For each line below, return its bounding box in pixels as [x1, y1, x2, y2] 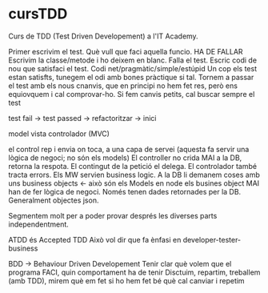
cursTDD [8, 5, 68, 23]
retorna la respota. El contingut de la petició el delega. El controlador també [8, 161, 258, 171]
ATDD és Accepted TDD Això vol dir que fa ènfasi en [8, 235, 182, 244]
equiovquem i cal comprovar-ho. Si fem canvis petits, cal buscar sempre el [8, 89, 255, 98]
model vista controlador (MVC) [8, 129, 110, 138]
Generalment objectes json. [8, 195, 99, 205]
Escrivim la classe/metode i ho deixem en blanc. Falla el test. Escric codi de [8, 55, 258, 65]
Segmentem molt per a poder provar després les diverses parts [8, 211, 218, 220]
